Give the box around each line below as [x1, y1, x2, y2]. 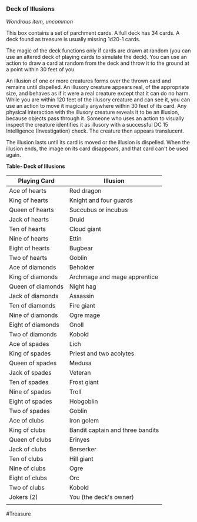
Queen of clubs [9, 435, 52, 444]
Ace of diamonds [9, 263, 56, 272]
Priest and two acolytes [69, 349, 134, 358]
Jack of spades [9, 369, 52, 377]
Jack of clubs [9, 445, 46, 454]
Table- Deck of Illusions [6, 163, 65, 170]
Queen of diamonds [9, 282, 64, 290]
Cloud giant [69, 225, 101, 233]
